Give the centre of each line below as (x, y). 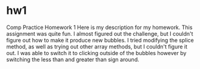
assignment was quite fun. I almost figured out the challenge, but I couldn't (100, 33)
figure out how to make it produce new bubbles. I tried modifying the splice (100, 40)
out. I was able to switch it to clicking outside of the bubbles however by (96, 53)
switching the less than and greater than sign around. (73, 59)
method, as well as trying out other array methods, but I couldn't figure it (97, 47)
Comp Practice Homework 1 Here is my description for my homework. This (99, 27)
